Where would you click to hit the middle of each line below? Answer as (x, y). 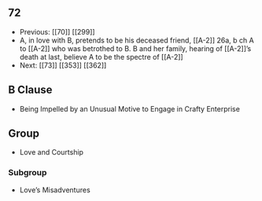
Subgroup (28, 173)
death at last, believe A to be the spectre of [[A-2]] (101, 57)
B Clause (30, 90)
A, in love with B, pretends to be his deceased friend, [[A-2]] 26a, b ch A (137, 40)
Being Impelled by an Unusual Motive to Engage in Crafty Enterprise (129, 108)
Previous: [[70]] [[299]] (57, 31)
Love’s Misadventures (55, 190)
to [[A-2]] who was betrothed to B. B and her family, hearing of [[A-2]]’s (135, 48)
